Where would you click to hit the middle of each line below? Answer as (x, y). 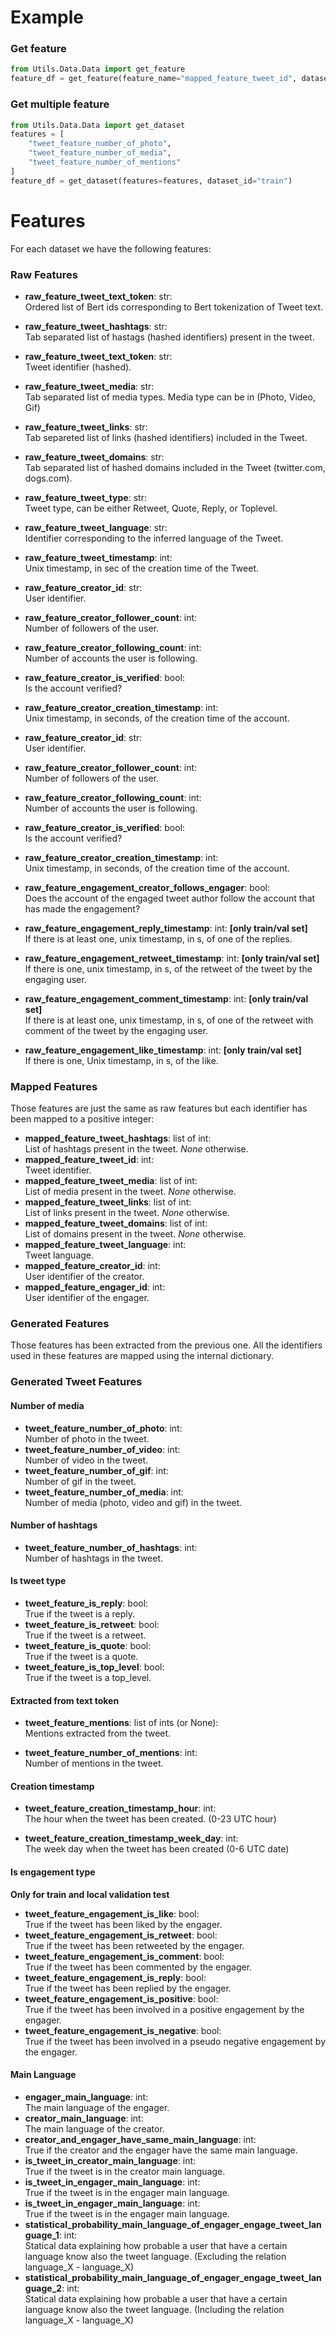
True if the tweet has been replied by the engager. (128, 1988)
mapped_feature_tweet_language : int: (105, 1245)
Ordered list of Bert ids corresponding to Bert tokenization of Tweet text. (174, 307)
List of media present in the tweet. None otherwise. (130, 1192)
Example (47, 17)
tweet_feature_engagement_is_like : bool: (112, 1913)
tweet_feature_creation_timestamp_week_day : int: (131, 1838)
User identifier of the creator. (84, 1277)
